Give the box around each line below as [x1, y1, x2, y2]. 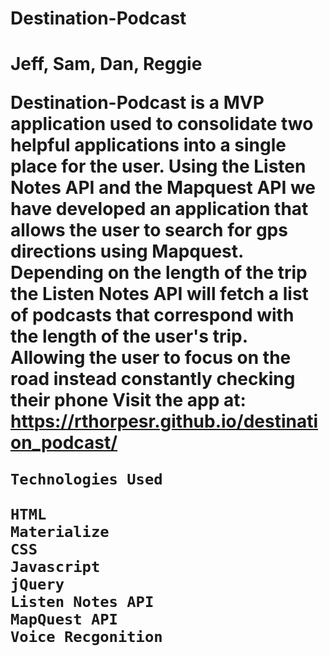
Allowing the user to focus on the [10, 347, 292, 369]
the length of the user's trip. [10, 325, 248, 348]
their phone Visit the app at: [10, 389, 247, 412]
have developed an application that [10, 198, 309, 221]
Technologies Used [10, 470, 163, 489]
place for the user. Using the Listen [10, 155, 307, 178]
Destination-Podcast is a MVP [10, 92, 265, 114]
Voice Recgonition [10, 628, 163, 647]
